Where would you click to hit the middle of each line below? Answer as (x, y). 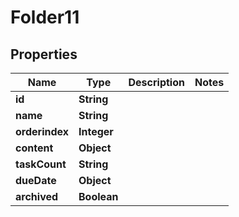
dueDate (36, 180)
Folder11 (45, 17)
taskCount (41, 164)
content (34, 148)
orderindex (42, 131)
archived (37, 196)
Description (156, 82)
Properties (44, 54)
